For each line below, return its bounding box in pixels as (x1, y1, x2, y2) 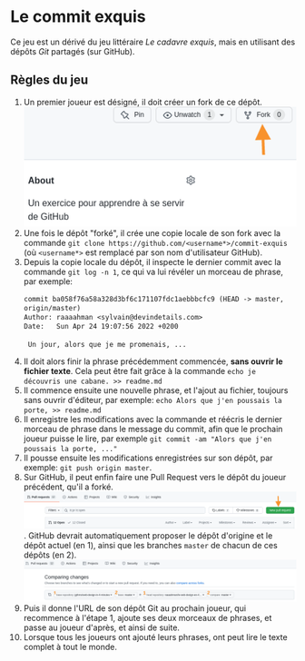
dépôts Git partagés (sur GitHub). (10, 45, 135, 56)
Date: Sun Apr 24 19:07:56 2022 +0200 (23, 321, 179, 330)
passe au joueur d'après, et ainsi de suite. (23, 622, 181, 633)
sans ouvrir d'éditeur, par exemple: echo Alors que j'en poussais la (23, 394, 282, 405)
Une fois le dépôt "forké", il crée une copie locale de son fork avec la (23, 227, 280, 238)
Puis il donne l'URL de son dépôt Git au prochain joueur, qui (23, 603, 247, 614)
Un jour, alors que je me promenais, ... (27, 340, 187, 349)
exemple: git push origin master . (23, 461, 152, 473)
